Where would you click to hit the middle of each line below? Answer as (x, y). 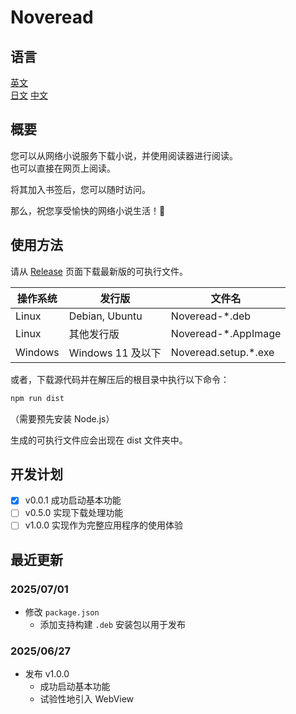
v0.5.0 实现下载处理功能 (74, 513)
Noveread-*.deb (211, 316)
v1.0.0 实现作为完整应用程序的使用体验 (103, 525)
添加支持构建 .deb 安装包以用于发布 (113, 625)
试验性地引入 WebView (87, 699)
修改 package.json (62, 612)
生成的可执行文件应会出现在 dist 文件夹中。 (99, 440)
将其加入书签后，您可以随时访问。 (80, 189)
